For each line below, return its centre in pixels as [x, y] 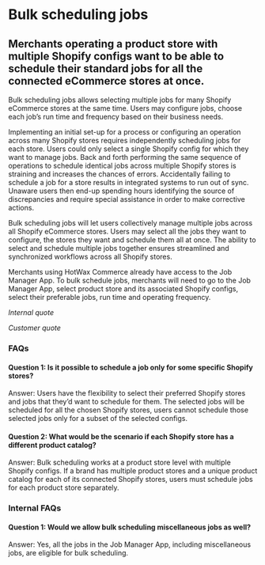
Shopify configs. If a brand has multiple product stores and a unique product [133, 471]
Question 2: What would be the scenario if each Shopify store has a [121, 436]
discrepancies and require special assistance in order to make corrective [127, 199]
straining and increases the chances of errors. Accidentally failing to [119, 174]
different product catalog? [52, 445]
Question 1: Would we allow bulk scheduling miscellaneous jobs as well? [130, 527]
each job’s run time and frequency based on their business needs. [116, 117]
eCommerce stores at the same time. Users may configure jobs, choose [125, 108]
